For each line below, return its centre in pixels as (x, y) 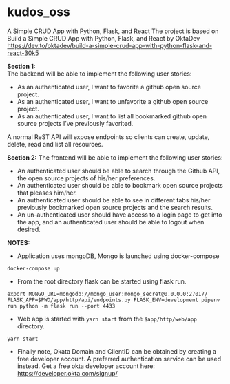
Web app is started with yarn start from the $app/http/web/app (107, 319)
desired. (29, 229)
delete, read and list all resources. (55, 144)
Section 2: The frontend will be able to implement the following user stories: (115, 157)
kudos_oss (39, 12)
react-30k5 (23, 53)
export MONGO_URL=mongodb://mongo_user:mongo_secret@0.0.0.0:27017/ (107, 294)
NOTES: (19, 242)
